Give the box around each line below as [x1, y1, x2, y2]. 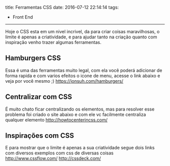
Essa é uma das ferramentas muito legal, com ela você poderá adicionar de [5, 67, 162, 73]
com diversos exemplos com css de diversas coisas [5, 150, 114, 156]
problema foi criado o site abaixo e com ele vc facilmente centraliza [5, 111, 146, 118]
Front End [12, 14, 33, 20]
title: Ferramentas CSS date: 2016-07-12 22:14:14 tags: [5, 5, 119, 10]
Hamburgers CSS [5, 54, 61, 63]
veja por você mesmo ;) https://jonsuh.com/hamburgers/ [5, 78, 123, 84]
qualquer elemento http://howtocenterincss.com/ [5, 117, 108, 123]
